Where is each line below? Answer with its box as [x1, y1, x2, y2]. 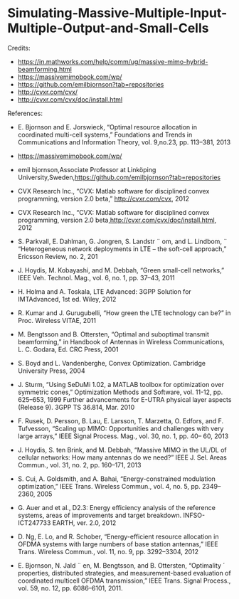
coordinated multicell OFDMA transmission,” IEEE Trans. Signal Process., [17, 576, 231, 585]
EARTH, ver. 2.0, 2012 [52, 518, 117, 527]
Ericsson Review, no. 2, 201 [17, 252, 98, 260]
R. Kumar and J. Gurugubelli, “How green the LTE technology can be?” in [17, 308, 231, 317]
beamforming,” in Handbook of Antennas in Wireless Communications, [17, 337, 225, 346]
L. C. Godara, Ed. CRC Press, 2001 [17, 345, 119, 354]
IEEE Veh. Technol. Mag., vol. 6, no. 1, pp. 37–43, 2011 [17, 273, 176, 282]
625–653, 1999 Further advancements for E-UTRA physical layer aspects [17, 395, 232, 403]
